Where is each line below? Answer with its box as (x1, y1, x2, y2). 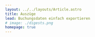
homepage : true (5, 25, 36, 30)
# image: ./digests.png (5, 20, 54, 25)
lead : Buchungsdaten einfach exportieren (5, 16, 91, 21)
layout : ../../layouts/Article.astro (5, 7, 82, 12)
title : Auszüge (5, 12, 36, 16)
